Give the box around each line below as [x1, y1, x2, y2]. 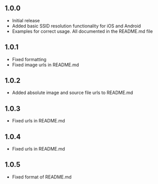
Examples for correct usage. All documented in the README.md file [12, 28, 153, 34]
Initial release [12, 17, 40, 23]
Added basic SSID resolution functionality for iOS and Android [12, 23, 141, 29]
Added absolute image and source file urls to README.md [12, 89, 133, 96]
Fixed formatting [12, 56, 46, 62]
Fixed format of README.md [12, 174, 72, 180]
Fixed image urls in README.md [12, 62, 79, 68]
